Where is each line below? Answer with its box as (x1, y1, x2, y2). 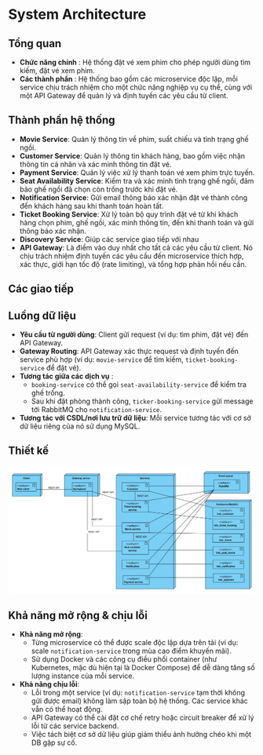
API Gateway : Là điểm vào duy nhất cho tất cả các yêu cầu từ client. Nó (19, 243, 254, 252)
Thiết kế (8, 444, 49, 458)
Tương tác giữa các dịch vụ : (19, 371, 114, 381)
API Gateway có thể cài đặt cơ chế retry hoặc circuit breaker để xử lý (31, 713, 254, 722)
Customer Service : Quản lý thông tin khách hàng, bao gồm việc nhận (19, 151, 246, 160)
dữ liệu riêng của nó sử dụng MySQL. (19, 421, 141, 431)
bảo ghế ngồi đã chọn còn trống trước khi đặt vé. (19, 184, 178, 194)
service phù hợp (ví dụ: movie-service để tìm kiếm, (19, 355, 184, 364)
